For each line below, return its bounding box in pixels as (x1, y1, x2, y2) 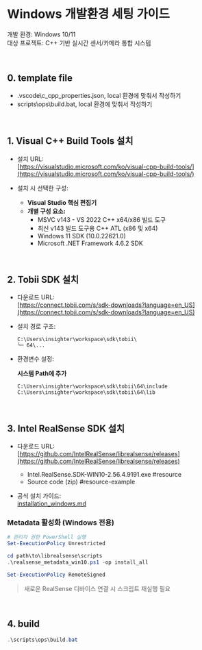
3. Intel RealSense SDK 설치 (7, 423, 125, 434)
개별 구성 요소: (27, 207, 66, 215)
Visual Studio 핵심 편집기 (27, 198, 97, 206)
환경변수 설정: (16, 355, 55, 363)
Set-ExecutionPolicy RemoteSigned (7, 571, 106, 578)
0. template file (7, 73, 73, 84)
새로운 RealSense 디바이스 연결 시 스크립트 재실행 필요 (23, 584, 171, 592)
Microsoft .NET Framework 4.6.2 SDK (37, 239, 144, 247)
